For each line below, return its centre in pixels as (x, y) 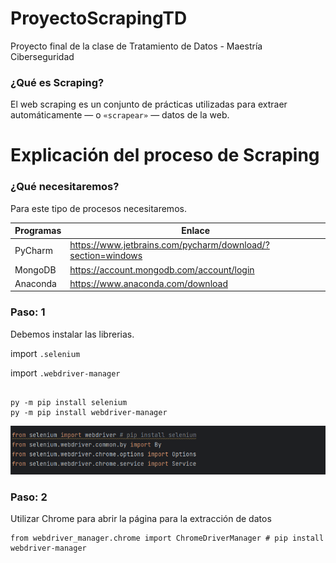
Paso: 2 (29, 497)
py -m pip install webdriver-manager (89, 412)
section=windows (106, 256)
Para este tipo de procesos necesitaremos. (98, 208)
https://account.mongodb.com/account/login (162, 269)
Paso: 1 (28, 312)
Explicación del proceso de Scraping (165, 155)
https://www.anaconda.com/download (148, 283)
